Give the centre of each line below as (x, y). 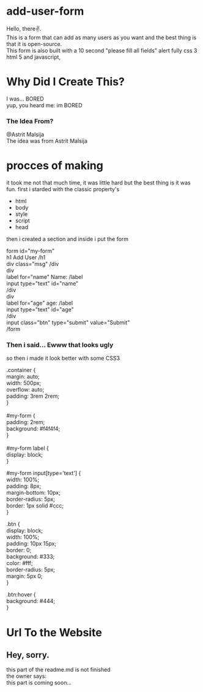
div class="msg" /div (33, 264)
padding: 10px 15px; (31, 544)
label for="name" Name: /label (45, 277)
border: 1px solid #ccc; (35, 506)
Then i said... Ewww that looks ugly (60, 345)
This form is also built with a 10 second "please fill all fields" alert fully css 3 (102, 50)
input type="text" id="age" (40, 310)
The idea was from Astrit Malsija (47, 141)
